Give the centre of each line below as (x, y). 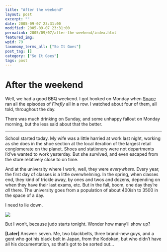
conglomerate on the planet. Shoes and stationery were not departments (80, 149)
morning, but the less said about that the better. (54, 124)
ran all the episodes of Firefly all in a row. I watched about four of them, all (81, 104)
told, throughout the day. (30, 109)
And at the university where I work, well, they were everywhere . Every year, (83, 169)
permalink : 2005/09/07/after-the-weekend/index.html (61, 33)
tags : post (16, 61)
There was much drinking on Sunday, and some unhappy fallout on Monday (83, 119)
